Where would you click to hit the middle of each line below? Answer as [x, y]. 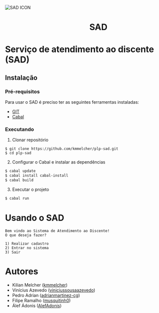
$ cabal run [17, 198]
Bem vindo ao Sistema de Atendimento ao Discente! [57, 231]
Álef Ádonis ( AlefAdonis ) [37, 305]
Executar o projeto [31, 189]
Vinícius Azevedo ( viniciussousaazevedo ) [54, 290]
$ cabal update [20, 171]
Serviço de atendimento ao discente [79, 49]
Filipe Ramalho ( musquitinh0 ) [41, 300]
